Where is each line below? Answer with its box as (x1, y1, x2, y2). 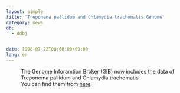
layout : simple (6, 8, 44, 15)
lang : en (6, 52, 28, 58)
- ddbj (11, 31, 28, 36)
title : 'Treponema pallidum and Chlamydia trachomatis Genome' (6, 14, 165, 20)
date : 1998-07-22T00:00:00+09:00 (6, 46, 89, 52)
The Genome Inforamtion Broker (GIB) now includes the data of (21, 68, 175, 75)
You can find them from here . (21, 80, 93, 87)
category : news (6, 19, 44, 25)
